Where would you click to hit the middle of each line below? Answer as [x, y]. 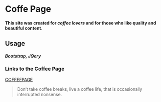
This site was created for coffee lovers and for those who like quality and [81, 23]
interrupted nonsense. [39, 94]
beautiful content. [24, 28]
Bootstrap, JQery [23, 56]
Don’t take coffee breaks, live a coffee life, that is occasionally [80, 89]
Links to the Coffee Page [35, 69]
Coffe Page [28, 9]
